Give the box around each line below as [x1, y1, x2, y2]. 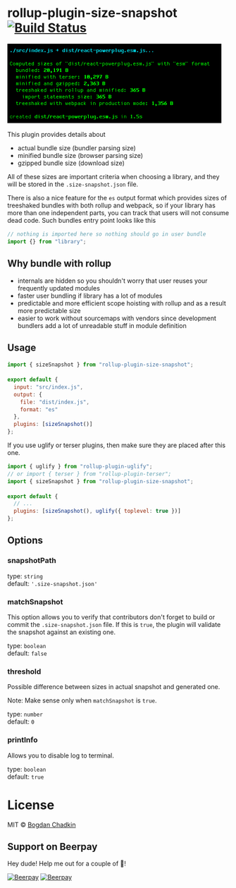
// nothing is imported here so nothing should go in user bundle [7, 231, 206, 238]
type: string [7, 571, 44, 580]
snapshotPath [7, 556, 56, 566]
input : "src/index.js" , [13, 383, 83, 391]
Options [7, 535, 44, 547]
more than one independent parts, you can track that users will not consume [7, 208, 230, 217]
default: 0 [7, 717, 35, 726]
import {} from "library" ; [7, 238, 87, 245]
